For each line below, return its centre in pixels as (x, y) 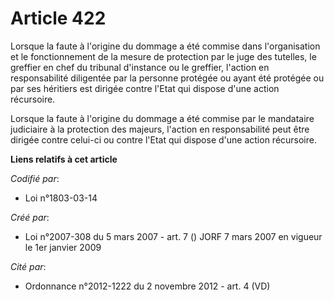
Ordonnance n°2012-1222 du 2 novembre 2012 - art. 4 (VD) (147, 286)
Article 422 (58, 18)
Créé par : (30, 217)
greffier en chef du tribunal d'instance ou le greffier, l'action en (140, 67)
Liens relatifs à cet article (64, 159)
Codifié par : (35, 178)
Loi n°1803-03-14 (61, 198)
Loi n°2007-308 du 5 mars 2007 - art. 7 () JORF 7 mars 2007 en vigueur (173, 236)
